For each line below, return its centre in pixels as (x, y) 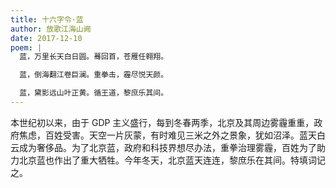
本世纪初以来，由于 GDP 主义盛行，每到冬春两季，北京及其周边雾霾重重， (162, 122)
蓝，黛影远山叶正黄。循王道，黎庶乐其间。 (94, 93)
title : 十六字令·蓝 (47, 19)
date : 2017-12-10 (46, 38)
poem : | (26, 47)
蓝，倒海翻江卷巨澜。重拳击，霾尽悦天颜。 (94, 75)
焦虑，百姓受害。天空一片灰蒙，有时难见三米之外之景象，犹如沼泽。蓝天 (167, 135)
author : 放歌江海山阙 (51, 29)
